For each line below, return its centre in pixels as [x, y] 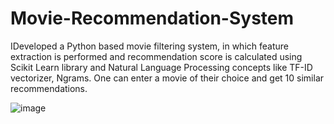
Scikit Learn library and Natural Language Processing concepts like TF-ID [161, 67]
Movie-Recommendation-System [152, 18]
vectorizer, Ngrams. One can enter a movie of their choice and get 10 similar [167, 78]
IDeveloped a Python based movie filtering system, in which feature [149, 46]
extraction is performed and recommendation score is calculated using [156, 56]
